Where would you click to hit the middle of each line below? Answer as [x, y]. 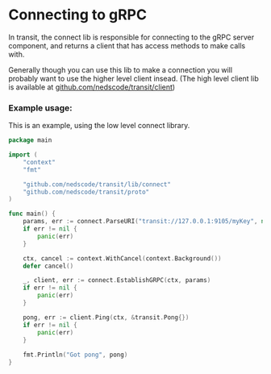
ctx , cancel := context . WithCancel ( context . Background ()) [122, 258]
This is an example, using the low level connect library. [99, 126]
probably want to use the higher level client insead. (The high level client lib [134, 78]
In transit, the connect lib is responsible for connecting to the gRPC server [131, 37]
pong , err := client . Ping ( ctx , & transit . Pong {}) [106, 317]
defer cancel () [48, 266]
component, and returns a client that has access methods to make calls [127, 45]
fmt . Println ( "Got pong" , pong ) [75, 355]
